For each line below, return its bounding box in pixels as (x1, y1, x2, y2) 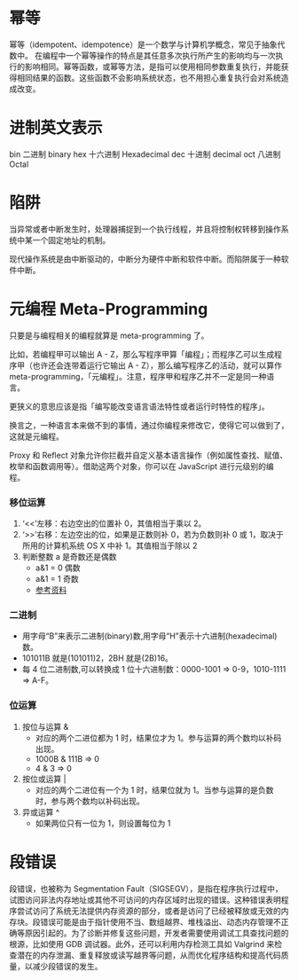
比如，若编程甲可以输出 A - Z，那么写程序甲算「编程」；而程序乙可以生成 (9, 349, 275, 359)
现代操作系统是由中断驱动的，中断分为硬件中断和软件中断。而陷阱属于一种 (9, 254, 281, 264)
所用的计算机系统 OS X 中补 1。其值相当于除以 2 (21, 540, 198, 551)
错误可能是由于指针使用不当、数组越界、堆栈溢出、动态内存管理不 (39, 916, 281, 927)
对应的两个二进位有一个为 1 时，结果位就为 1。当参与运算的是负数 (35, 784, 274, 795)
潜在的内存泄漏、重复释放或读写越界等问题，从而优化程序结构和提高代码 (16, 950, 281, 960)
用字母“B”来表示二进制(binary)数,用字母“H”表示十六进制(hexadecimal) (21, 631, 278, 641)
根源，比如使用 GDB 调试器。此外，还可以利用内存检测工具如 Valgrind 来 (9, 938, 275, 949)
